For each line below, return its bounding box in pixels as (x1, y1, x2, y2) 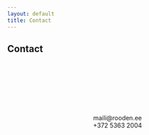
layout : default (7, 10, 55, 18)
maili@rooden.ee (93, 114, 142, 122)
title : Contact (7, 17, 52, 24)
